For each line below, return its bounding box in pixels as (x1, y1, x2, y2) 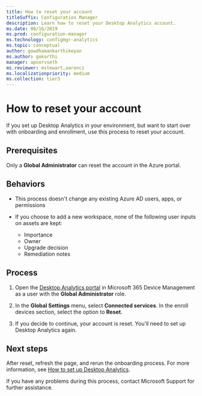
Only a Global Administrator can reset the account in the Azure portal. (6, 161, 182, 169)
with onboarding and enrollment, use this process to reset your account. (6, 128, 185, 135)
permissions (14, 201, 46, 208)
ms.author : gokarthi (6, 54, 58, 60)
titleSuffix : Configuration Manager (6, 14, 98, 20)
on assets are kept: (14, 219, 63, 226)
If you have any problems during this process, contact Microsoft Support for (6, 377, 195, 385)
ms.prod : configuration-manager (6, 31, 87, 37)
